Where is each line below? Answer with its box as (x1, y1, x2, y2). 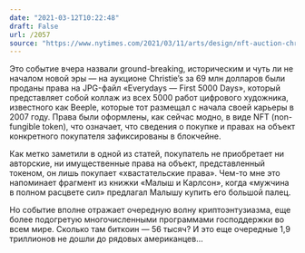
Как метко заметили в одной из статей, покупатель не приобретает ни (9, 149, 284, 160)
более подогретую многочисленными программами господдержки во (9, 214, 284, 225)
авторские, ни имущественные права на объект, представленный (9, 158, 266, 169)
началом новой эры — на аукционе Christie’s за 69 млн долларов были (9, 73, 286, 84)
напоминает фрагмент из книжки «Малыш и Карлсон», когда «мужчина (9, 178, 290, 189)
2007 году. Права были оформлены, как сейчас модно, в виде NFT (9, 112, 270, 122)
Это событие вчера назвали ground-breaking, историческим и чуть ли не (9, 63, 293, 74)
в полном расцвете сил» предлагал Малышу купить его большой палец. (9, 187, 291, 198)
